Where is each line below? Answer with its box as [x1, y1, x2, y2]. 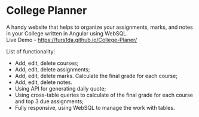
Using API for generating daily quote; [14, 85, 106, 92]
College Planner [6, 4, 87, 17]
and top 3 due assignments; [14, 97, 84, 105]
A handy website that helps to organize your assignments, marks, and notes [6, 23, 193, 31]
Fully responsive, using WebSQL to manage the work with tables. [14, 104, 175, 111]
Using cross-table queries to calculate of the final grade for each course [14, 91, 193, 98]
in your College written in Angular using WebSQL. [6, 29, 128, 37]
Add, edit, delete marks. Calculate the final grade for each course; [14, 72, 178, 79]
